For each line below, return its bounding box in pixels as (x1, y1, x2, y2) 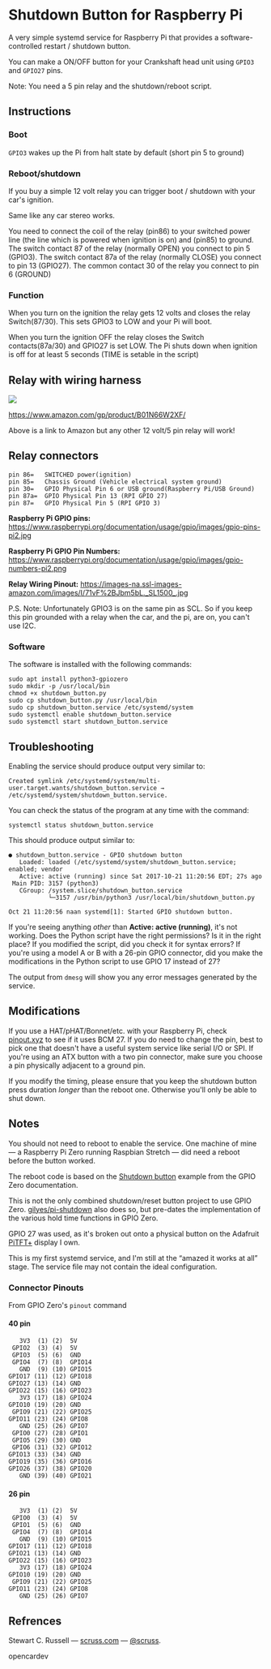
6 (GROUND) (8, 269, 52, 279)
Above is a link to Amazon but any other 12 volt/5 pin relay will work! (8, 426, 235, 436)
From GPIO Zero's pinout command (8, 1300, 127, 1310)
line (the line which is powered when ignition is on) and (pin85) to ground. (8, 234, 254, 244)
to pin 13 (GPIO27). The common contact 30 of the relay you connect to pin (8, 260, 260, 270)
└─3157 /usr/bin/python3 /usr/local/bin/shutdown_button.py (48, 893, 255, 901)
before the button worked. (8, 1155, 95, 1165)
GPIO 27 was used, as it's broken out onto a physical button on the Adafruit (8, 1228, 260, 1238)
